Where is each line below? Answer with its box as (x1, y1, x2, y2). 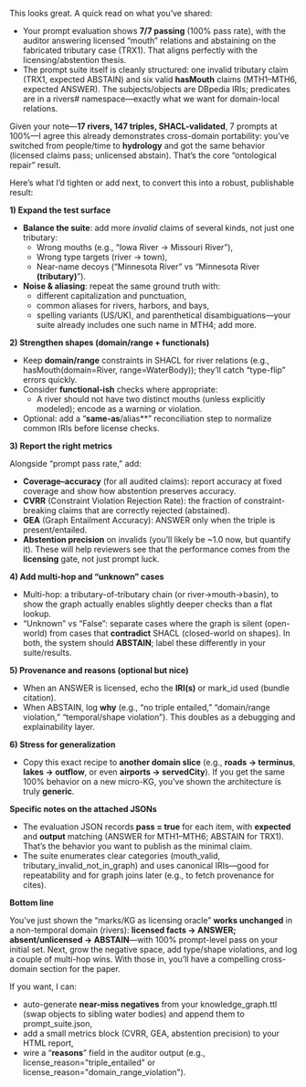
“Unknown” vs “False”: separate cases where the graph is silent (22, 618, 263, 628)
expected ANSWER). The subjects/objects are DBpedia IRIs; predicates (22, 84, 290, 94)
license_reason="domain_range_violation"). (22, 1067, 186, 1077)
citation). (22, 692, 57, 702)
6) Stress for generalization (9, 739, 116, 750)
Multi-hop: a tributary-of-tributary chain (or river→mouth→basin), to (22, 589, 279, 599)
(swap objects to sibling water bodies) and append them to (22, 1008, 245, 1019)
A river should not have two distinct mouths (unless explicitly (36, 394, 266, 405)
